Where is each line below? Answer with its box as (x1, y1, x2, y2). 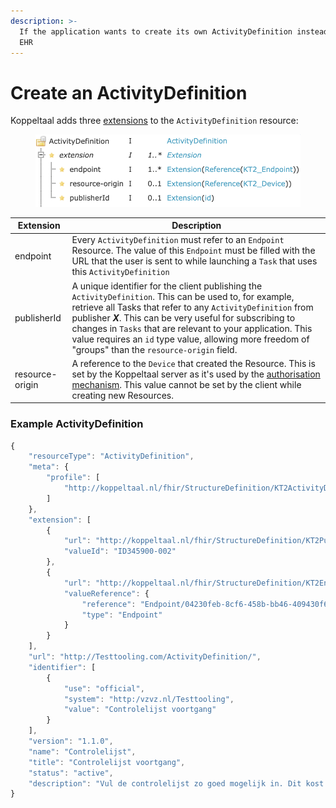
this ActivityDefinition (71, 266, 170, 278)
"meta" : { (28, 462, 70, 472)
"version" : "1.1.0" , (28, 736, 114, 747)
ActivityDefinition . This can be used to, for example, (71, 290, 295, 302)
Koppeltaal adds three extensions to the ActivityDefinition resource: (10, 115, 299, 127)
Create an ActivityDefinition (10, 81, 248, 104)
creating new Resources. (71, 389, 174, 401)
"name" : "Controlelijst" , (28, 746, 137, 757)
